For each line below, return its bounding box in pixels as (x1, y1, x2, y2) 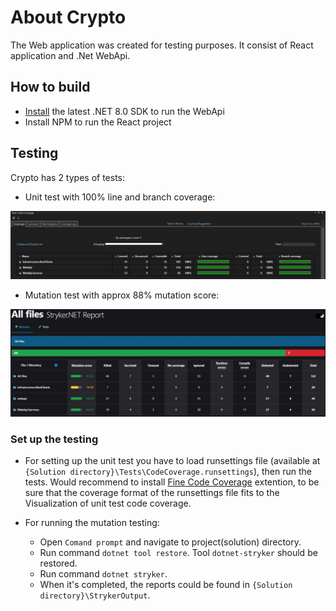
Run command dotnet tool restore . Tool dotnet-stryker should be (39, 547, 318, 559)
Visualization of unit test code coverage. (24, 497, 192, 510)
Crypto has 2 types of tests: (10, 171, 126, 183)
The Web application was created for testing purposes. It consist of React (10, 39, 314, 51)
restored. (39, 557, 78, 570)
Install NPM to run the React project (24, 116, 172, 128)
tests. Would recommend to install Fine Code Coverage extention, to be (24, 476, 320, 488)
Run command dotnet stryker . (39, 568, 168, 580)
